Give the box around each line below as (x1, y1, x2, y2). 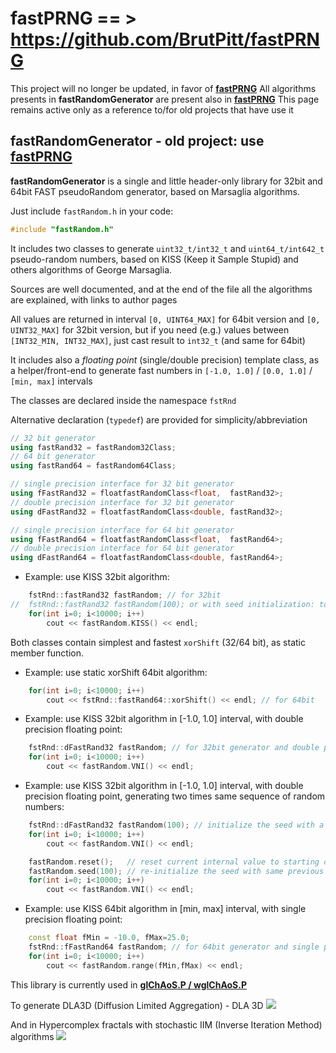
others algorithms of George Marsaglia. (10, 263, 173, 276)
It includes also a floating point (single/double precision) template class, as (10, 353, 320, 366)
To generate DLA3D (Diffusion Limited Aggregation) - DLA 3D (10, 999, 264, 1011)
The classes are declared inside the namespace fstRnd (10, 394, 237, 406)
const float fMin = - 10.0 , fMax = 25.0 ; (28, 933, 190, 943)
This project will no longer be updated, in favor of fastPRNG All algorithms (10, 82, 317, 94)
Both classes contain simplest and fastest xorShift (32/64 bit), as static (10, 636, 306, 648)
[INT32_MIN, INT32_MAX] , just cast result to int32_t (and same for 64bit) (10, 334, 306, 346)
